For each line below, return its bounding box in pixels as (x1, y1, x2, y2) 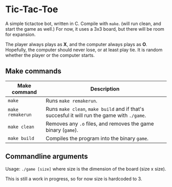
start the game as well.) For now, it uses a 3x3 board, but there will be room (5, 26, 165, 32)
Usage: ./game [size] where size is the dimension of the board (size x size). (5, 166, 166, 172)
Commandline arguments (5, 152, 88, 161)
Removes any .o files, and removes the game (46, 120, 155, 127)
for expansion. (5, 31, 36, 37)
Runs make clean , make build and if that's (46, 105, 144, 112)
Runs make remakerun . (46, 97, 98, 104)
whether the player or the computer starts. (5, 52, 95, 58)
